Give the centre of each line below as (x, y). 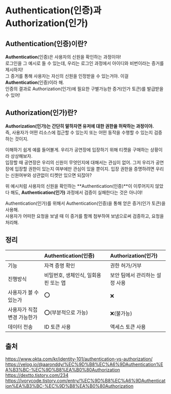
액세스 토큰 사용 (128, 327)
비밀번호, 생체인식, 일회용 (73, 275)
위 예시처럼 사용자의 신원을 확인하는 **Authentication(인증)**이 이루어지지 (80, 186)
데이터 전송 (20, 327)
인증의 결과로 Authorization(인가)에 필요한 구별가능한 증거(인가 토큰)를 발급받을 (84, 89)
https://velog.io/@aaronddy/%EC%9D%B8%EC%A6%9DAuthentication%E (84, 364)
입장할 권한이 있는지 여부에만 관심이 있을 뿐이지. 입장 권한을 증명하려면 (84, 168)
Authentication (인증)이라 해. (35, 82)
